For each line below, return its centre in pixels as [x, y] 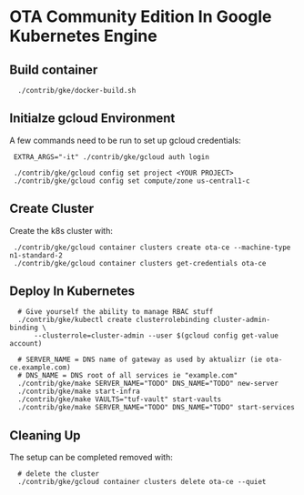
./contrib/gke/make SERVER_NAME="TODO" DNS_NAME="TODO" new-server [148, 384]
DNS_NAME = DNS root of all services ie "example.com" [132, 376]
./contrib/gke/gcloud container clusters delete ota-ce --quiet [142, 482]
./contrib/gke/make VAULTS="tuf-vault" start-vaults [120, 399]
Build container [54, 70]
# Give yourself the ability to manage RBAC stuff [116, 312]
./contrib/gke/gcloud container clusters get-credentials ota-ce [140, 263]
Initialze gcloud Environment [92, 119]
